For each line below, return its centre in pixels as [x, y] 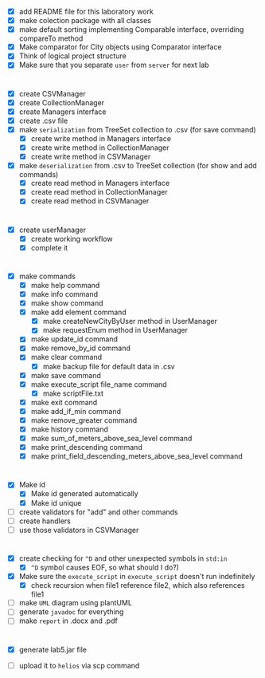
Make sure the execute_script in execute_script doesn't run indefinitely [137, 577]
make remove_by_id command [80, 348]
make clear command [66, 357]
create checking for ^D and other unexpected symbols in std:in [123, 558]
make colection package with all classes [85, 21]
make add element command [78, 312]
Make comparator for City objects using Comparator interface [120, 47]
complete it [49, 247]
